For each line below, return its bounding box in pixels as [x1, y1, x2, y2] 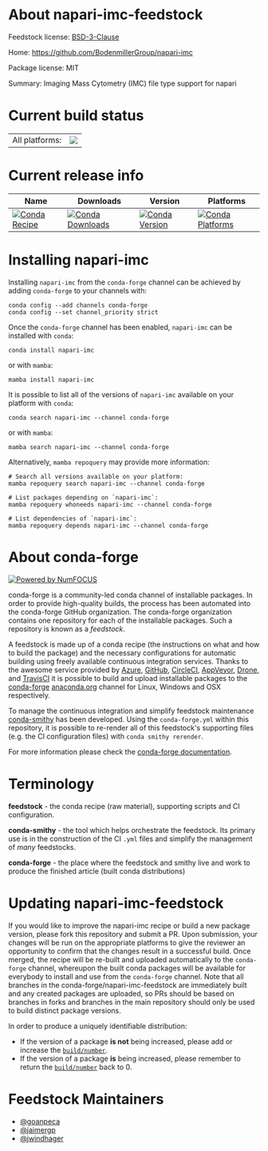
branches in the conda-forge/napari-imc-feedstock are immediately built [8, 980, 247, 990]
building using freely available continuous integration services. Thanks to [8, 656, 249, 666]
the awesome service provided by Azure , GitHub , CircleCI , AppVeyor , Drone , [8, 665, 260, 675]
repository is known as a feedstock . [8, 623, 126, 633]
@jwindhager [19, 1133, 64, 1143]
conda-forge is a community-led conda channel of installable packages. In [8, 590, 253, 599]
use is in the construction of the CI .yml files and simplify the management [8, 834, 253, 843]
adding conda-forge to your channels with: [8, 285, 148, 295]
